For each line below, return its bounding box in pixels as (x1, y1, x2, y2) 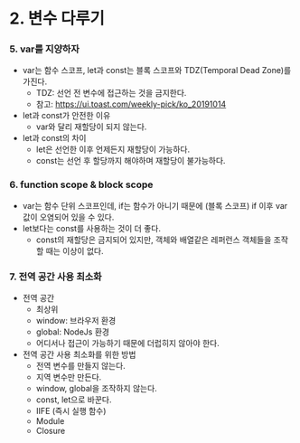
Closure (35, 426, 66, 437)
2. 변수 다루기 (9, 8, 106, 29)
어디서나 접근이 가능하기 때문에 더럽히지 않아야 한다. (35, 338, 220, 349)
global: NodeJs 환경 (35, 326, 110, 337)
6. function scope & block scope (9, 178, 154, 191)
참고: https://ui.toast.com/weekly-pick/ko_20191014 (35, 99, 227, 109)
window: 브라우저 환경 (35, 316, 117, 326)
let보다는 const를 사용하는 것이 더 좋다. (22, 222, 161, 233)
